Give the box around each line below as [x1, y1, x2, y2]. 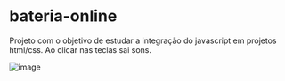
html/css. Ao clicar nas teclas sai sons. [9, 44, 151, 55]
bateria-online [9, 6, 118, 26]
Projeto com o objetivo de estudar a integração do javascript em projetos [9, 35, 277, 46]
